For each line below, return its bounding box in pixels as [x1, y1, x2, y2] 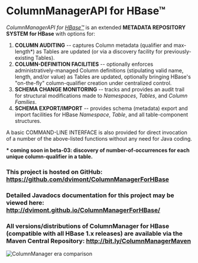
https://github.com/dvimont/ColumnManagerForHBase [6, 175, 170, 183]
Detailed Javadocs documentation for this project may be [6, 191, 174, 199]
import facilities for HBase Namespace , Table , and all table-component [14, 111, 189, 118]
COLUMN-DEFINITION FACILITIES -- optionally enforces [14, 61, 154, 68]
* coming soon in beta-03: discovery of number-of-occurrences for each [6, 147, 190, 154]
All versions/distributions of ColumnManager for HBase [6, 221, 170, 230]
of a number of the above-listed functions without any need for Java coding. [6, 135, 192, 142]
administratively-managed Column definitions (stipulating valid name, [14, 66, 184, 74]
